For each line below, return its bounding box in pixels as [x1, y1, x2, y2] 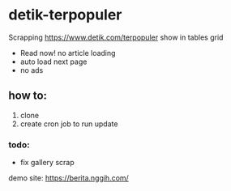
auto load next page [19, 57, 88, 66]
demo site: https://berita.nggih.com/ [8, 173, 130, 183]
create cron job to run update [19, 119, 118, 129]
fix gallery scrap [19, 158, 75, 168]
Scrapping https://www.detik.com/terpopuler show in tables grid [8, 32, 224, 42]
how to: [8, 89, 47, 103]
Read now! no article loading [19, 48, 116, 57]
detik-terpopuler [8, 6, 122, 24]
